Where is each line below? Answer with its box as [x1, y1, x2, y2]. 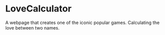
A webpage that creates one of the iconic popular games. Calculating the [5, 19, 160, 25]
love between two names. [5, 24, 60, 30]
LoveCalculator [5, 3, 72, 14]
